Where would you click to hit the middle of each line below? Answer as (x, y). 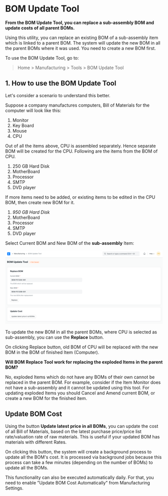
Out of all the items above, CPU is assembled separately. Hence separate (80, 146)
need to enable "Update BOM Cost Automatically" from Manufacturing (77, 482)
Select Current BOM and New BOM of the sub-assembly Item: (69, 243)
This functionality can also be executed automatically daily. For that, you (79, 477)
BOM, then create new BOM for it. (40, 202)
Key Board (23, 125)
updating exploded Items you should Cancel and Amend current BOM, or (80, 393)
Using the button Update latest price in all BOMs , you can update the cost (82, 426)
